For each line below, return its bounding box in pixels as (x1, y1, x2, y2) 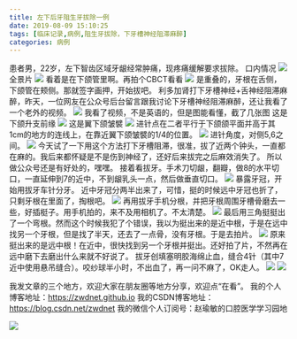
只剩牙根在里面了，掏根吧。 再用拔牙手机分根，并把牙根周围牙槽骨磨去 (9, 196, 278, 206)
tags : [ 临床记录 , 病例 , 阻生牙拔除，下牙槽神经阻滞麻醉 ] (9, 29, 187, 38)
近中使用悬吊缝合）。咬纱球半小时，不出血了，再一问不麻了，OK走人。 (9, 262, 265, 273)
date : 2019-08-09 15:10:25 (9, 21, 109, 30)
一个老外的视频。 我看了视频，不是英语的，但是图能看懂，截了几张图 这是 (9, 107, 288, 118)
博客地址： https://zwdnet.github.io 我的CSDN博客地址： (9, 292, 214, 303)
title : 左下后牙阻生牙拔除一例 (9, 12, 110, 22)
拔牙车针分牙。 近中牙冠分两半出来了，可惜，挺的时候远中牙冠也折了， (24, 185, 283, 196)
